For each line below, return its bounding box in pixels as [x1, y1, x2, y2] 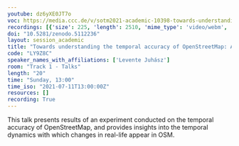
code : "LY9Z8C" [7, 50, 53, 57]
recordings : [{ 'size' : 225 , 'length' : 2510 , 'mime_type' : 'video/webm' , [7, 23, 228, 30]
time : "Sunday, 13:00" [7, 76, 75, 84]
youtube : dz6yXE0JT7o [7, 10, 72, 18]
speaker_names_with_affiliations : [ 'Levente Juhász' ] [7, 57, 171, 64]
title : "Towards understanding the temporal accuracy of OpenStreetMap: [7, 43, 228, 50]
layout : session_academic [7, 37, 84, 44]
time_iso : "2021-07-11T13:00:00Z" [7, 83, 110, 90]
